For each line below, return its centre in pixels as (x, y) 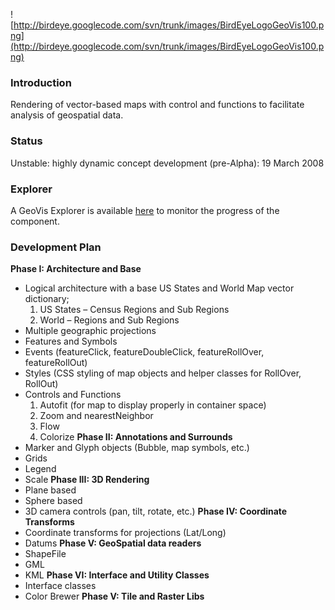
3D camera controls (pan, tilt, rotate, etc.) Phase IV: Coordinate (156, 511)
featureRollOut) (56, 363)
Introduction (41, 82)
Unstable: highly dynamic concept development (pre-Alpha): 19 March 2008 (167, 163)
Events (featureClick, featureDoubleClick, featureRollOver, (144, 352)
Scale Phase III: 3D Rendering (87, 480)
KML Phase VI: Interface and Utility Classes (117, 575)
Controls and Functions (73, 395)
